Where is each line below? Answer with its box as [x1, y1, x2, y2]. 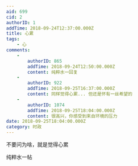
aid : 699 [6, 8, 28, 15]
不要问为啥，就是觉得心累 [6, 141, 69, 148]
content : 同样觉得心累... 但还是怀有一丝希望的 [27, 91, 133, 97]
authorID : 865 [27, 58, 62, 64]
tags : [6, 36, 20, 42]
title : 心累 [6, 31, 34, 37]
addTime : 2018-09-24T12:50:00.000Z [27, 63, 115, 70]
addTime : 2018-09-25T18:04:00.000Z [27, 108, 115, 113]
